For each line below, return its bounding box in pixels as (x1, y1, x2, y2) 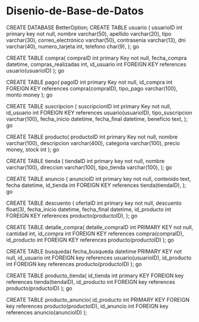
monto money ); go (6, 91, 53, 98)
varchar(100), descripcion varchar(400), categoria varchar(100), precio (6, 139, 180, 146)
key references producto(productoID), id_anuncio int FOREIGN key (6, 302, 169, 310)
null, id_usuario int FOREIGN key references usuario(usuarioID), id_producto (6, 254, 192, 261)
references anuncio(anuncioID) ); (6, 308, 87, 316)
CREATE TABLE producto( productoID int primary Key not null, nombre (6, 133, 178, 140)
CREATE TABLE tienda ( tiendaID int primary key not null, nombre (6, 157, 165, 164)
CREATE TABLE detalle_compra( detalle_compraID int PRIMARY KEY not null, (6, 223, 194, 230)
